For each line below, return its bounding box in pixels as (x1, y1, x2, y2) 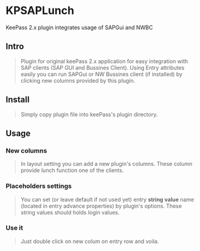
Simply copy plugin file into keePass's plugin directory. (20, 111, 158, 118)
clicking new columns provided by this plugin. (20, 77, 136, 84)
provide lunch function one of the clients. (20, 167, 124, 174)
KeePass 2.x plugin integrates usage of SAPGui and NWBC (5, 24, 153, 31)
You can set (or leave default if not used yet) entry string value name (20, 196, 195, 203)
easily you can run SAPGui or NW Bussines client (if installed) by (20, 70, 183, 78)
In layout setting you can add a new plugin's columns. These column (20, 160, 193, 168)
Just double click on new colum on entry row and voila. (20, 238, 159, 245)
